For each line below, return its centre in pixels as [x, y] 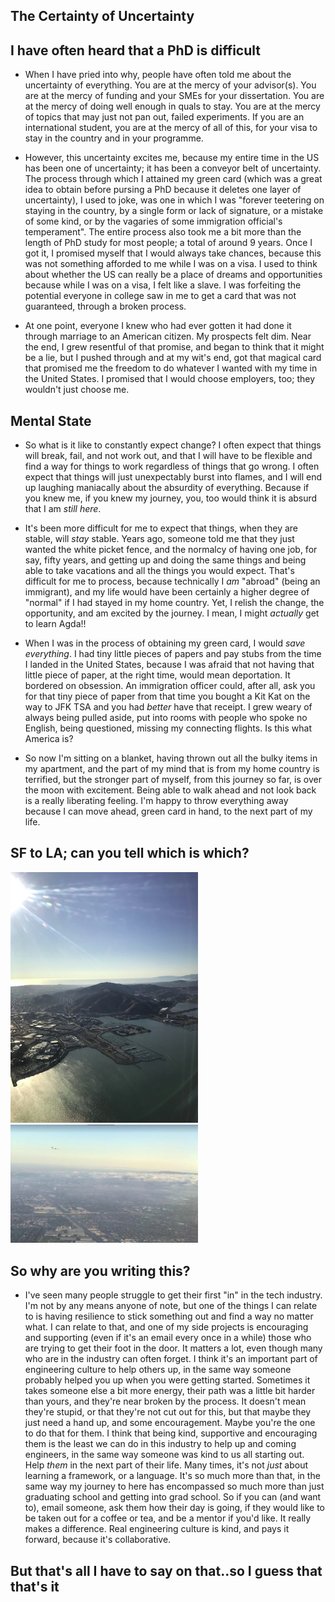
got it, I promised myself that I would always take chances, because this [173, 253]
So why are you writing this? [100, 1270]
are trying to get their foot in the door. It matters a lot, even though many [173, 1348]
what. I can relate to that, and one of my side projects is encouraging [166, 1327]
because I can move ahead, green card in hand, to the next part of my [168, 811]
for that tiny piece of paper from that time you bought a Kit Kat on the [167, 696]
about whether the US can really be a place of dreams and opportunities [173, 275]
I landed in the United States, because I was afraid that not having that [169, 665]
